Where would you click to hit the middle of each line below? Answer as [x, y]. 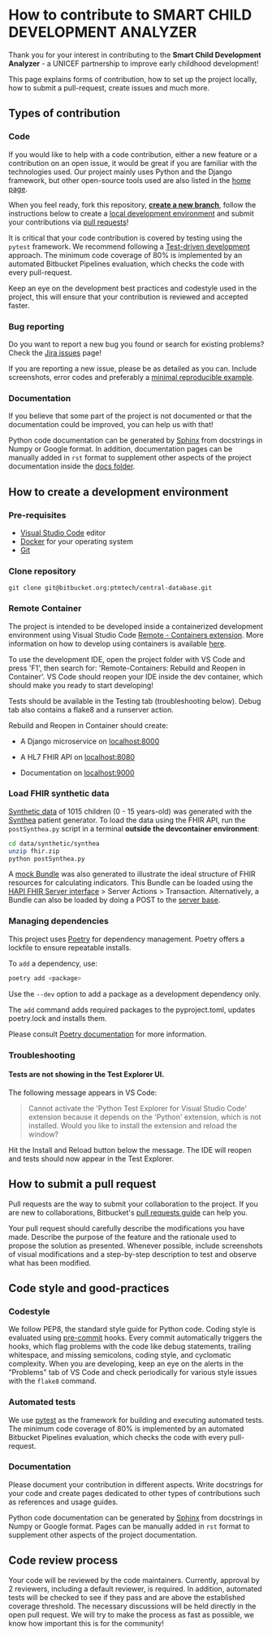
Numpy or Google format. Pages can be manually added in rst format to [129, 1526]
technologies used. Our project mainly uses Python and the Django [121, 172]
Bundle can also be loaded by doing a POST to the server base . [114, 900]
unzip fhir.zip [34, 851]
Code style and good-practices [89, 1288]
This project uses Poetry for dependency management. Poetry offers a [127, 939]
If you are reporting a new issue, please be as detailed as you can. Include [133, 369]
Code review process [63, 1561]
